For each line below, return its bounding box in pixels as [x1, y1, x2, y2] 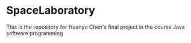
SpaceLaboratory [6, 4, 95, 17]
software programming [6, 29, 63, 36]
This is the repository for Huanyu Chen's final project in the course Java [6, 23, 185, 30]
